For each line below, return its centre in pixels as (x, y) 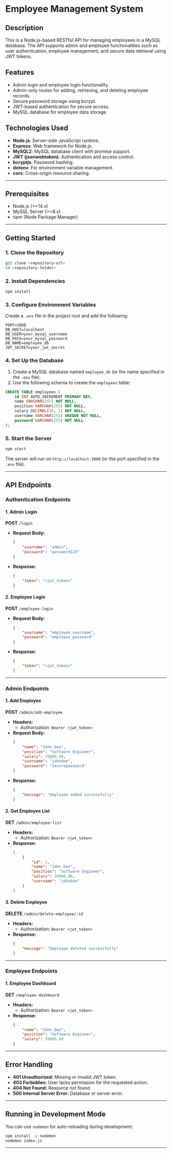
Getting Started (30, 238)
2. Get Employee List (28, 811)
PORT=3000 (16, 325)
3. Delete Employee (26, 902)
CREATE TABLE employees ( (33, 392)
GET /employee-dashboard (33, 995)
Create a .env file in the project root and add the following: (67, 316)
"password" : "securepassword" (54, 766)
